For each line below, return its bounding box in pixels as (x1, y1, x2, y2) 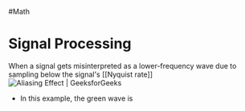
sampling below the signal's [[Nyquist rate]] (8, 69, 153, 79)
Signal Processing (8, 35, 132, 53)
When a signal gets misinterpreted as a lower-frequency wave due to (8, 61, 237, 70)
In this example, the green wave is (19, 93, 133, 103)
